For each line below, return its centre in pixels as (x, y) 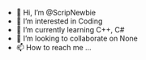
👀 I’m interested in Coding (59, 21)
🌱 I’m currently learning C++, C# (70, 30)
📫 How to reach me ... (54, 47)
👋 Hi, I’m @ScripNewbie (56, 13)
